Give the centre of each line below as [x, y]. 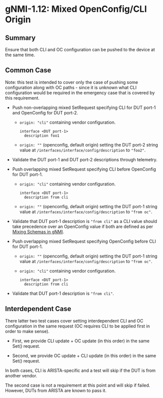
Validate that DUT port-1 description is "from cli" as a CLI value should [84, 221]
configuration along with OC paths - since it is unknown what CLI [71, 87]
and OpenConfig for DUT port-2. [45, 112]
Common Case [28, 70]
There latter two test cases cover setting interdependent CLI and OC [74, 321]
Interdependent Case [38, 309]
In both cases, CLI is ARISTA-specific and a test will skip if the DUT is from [81, 370]
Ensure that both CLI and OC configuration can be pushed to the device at [80, 50]
